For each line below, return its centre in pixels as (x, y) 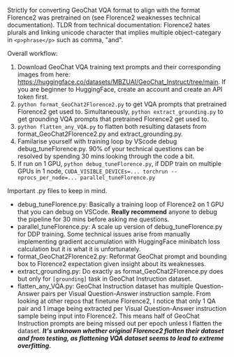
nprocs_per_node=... (47, 178)
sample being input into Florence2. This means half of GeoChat (109, 316)
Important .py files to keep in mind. (57, 191)
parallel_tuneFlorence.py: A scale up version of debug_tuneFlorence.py (120, 226)
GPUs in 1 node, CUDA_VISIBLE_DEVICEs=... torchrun (93, 171)
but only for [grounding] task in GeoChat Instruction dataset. (104, 279)
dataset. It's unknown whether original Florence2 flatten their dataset (120, 331)
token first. (33, 97)
